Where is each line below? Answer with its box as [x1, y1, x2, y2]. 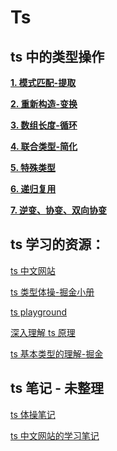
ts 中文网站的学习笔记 [10, 429, 100, 441]
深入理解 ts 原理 [10, 326, 76, 338]
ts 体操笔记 [10, 408, 56, 420]
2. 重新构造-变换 [10, 98, 78, 110]
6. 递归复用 [10, 183, 57, 195]
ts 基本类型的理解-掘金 [10, 347, 104, 360]
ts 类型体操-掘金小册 [10, 286, 95, 298]
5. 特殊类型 [10, 162, 56, 173]
